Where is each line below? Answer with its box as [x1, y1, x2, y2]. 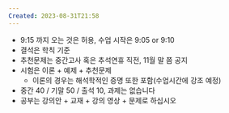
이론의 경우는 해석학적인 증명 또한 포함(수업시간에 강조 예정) [32, 75, 222, 85]
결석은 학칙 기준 [19, 45, 70, 55]
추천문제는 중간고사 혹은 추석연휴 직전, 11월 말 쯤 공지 [19, 55, 189, 65]
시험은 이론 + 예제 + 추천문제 [19, 65, 112, 75]
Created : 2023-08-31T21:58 [8, 11, 100, 20]
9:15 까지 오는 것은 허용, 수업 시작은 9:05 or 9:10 [19, 35, 176, 44]
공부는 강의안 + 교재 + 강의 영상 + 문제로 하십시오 [19, 95, 176, 105]
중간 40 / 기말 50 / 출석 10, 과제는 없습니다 [19, 86, 155, 95]
